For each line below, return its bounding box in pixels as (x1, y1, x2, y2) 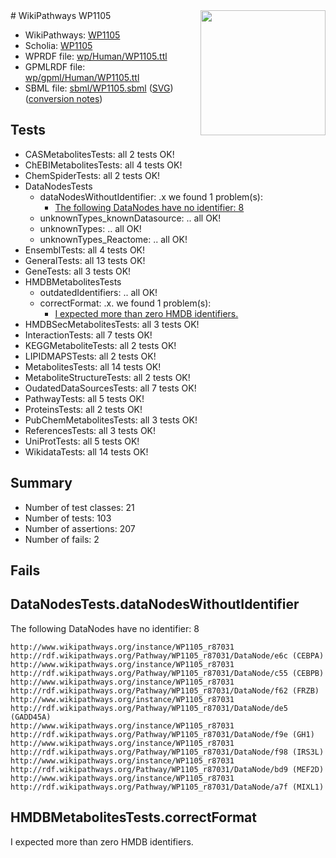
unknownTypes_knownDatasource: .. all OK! (39, 212, 222, 224)
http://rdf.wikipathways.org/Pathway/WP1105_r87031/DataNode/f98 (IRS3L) (10, 747, 325, 757)
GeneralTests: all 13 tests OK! (24, 254, 146, 266)
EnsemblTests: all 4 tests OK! (24, 244, 146, 256)
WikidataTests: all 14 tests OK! (24, 445, 149, 458)
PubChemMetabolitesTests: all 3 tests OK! (24, 414, 198, 426)
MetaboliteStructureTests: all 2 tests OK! (24, 371, 191, 383)
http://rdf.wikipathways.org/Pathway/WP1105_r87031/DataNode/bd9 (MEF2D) (10, 764, 325, 774)
